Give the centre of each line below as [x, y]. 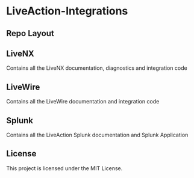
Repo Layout [30, 33]
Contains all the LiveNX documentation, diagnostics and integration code [97, 68]
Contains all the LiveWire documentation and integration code [83, 102]
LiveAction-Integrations [67, 11]
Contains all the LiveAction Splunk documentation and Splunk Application [97, 135]
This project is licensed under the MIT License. [64, 168]
